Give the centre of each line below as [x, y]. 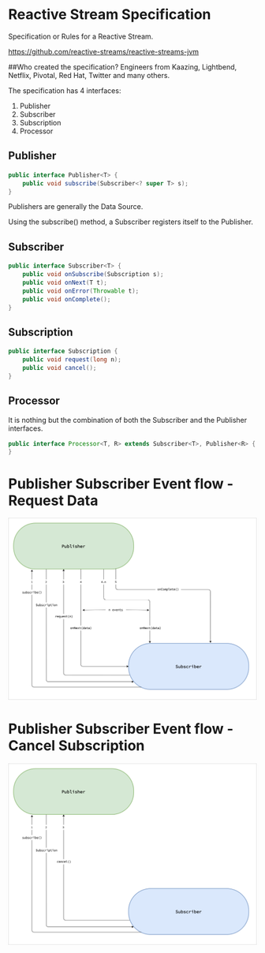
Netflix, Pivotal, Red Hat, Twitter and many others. [89, 75]
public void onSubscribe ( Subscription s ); [93, 275]
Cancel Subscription [77, 746]
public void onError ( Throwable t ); [81, 291]
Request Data [53, 501]
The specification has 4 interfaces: [65, 90]
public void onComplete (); [67, 299]
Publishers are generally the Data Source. [76, 207]
